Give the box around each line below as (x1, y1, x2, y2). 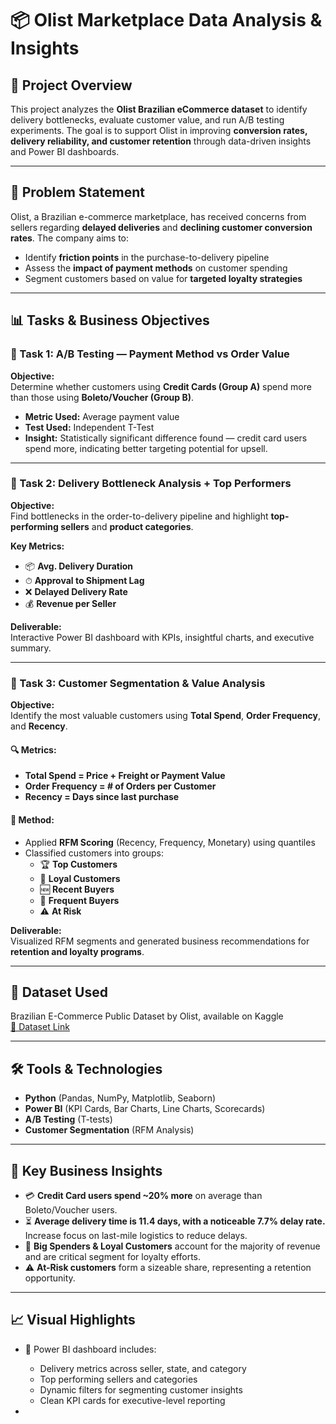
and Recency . (10, 720, 68, 732)
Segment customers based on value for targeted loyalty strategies (24, 272, 303, 284)
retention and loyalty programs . (10, 945, 145, 957)
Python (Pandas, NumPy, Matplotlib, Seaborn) (24, 1092, 217, 1104)
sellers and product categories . (60, 520, 194, 532)
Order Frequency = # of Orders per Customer (24, 780, 217, 792)
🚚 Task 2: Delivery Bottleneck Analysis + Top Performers (10, 477, 292, 491)
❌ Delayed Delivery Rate (24, 585, 128, 597)
